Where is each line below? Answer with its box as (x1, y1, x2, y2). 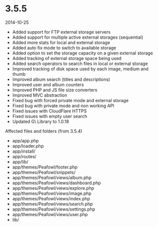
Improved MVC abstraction (12, 92, 67, 98)
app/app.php (12, 137, 39, 144)
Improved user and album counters (12, 81, 84, 87)
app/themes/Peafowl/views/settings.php (12, 206, 96, 212)
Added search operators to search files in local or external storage (12, 60, 148, 66)
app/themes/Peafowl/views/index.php (12, 195, 90, 201)
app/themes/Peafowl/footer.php (12, 164, 78, 170)
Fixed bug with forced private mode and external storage (12, 97, 129, 103)
